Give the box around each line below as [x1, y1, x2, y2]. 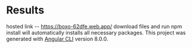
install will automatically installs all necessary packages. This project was [6, 29, 186, 36]
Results [6, 4, 45, 17]
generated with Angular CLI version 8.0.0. [6, 35, 109, 42]
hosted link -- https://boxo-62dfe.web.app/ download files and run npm [6, 23, 182, 30]
